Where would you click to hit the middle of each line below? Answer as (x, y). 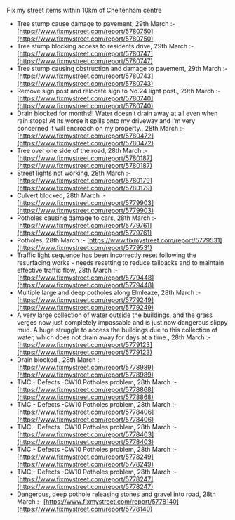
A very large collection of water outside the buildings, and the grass (115, 315)
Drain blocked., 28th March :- (59, 360)
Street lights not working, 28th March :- (74, 173)
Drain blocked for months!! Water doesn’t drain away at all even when (117, 113)
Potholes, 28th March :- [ (53, 240)
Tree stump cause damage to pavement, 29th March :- (96, 24)
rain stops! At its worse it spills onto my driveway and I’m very (106, 121)
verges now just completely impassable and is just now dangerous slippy (122, 322)
